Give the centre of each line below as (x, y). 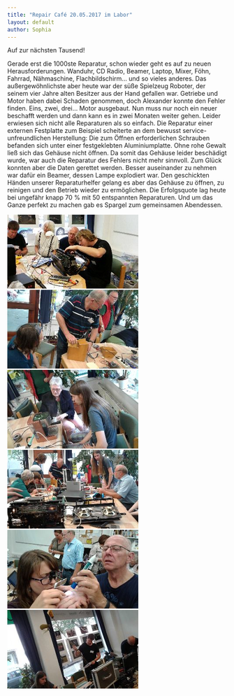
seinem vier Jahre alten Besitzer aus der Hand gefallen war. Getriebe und (113, 94)
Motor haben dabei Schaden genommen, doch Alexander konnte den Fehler (116, 101)
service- (195, 131)
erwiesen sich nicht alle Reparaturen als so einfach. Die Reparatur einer (110, 123)
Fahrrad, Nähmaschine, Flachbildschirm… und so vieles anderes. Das (107, 79)
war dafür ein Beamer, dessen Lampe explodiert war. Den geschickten (108, 176)
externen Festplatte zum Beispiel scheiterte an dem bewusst (94, 131)
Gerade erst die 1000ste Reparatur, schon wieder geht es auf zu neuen (109, 64)
